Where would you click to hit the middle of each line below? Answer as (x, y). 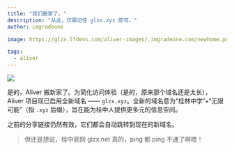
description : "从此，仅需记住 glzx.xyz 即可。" (72, 20)
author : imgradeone (36, 27)
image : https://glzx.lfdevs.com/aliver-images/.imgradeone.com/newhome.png (119, 39)
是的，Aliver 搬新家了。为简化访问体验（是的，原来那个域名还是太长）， (109, 92)
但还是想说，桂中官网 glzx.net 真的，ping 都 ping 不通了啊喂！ (114, 139)
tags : (15, 52)
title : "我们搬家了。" (37, 14)
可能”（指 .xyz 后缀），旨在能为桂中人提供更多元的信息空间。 (94, 110)
